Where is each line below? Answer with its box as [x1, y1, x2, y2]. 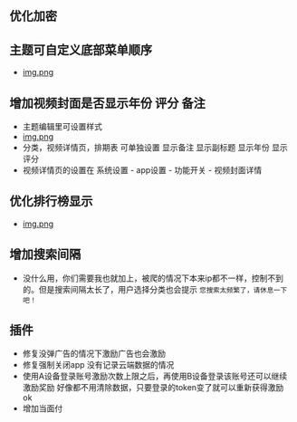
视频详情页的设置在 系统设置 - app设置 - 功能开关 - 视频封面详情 [22, 165, 263, 176]
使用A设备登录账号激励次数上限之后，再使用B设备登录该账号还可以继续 [22, 370, 288, 382]
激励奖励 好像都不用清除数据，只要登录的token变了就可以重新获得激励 [22, 382, 284, 393]
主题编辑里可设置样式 [22, 121, 102, 132]
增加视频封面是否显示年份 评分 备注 [9, 95, 206, 110]
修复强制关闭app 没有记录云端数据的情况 [22, 360, 175, 370]
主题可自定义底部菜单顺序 [9, 42, 152, 57]
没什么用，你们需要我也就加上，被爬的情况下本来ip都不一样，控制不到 [22, 273, 283, 283]
